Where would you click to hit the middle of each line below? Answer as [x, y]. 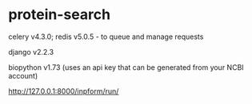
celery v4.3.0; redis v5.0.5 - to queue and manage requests [106, 37]
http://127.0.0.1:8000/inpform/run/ [64, 91]
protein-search [59, 15]
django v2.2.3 [31, 52]
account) [23, 75]
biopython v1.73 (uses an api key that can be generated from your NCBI [126, 67]
